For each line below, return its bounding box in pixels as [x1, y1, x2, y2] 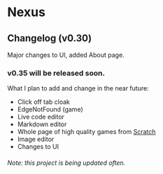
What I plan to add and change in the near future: [7, 84, 149, 93]
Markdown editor [17, 120, 67, 128]
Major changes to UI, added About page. [7, 51, 125, 59]
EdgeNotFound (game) [17, 105, 83, 114]
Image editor [17, 135, 55, 144]
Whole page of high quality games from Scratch [17, 128, 156, 136]
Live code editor [17, 113, 65, 121]
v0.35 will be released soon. [7, 68, 105, 78]
